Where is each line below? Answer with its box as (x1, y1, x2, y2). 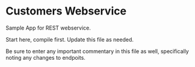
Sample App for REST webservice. (5, 24, 91, 31)
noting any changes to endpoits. (5, 54, 85, 61)
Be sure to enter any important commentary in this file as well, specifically (5, 47, 189, 55)
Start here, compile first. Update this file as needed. (5, 36, 134, 43)
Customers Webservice (5, 4, 127, 18)
